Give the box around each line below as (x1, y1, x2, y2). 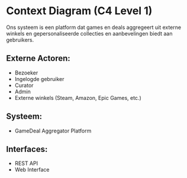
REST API (14, 160, 38, 167)
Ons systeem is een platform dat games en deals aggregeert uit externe (6, 24, 182, 31)
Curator (14, 82, 34, 89)
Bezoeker (14, 69, 38, 76)
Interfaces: (6, 144, 48, 154)
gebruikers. (6, 36, 34, 43)
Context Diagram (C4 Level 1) (6, 4, 153, 18)
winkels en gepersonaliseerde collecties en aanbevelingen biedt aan (6, 30, 173, 37)
